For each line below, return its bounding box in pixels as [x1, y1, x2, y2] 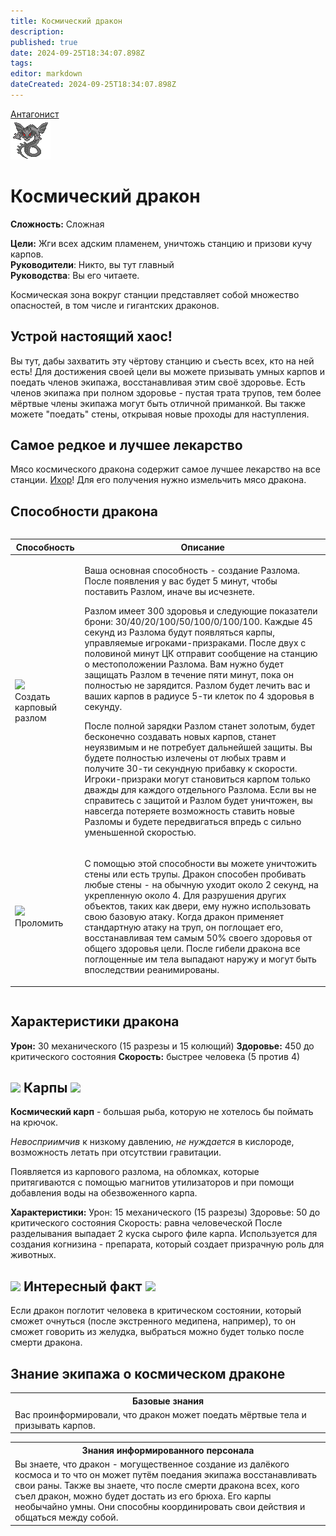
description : [10, 26, 65, 37]
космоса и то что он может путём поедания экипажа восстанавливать [14, 1469, 317, 1480]
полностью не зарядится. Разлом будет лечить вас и [84, 680, 311, 691]
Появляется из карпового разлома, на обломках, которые [10, 1166, 260, 1178]
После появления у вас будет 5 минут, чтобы [84, 575, 278, 587]
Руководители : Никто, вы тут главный [10, 258, 175, 270]
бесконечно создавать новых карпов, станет [84, 731, 277, 742]
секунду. [84, 701, 123, 712]
